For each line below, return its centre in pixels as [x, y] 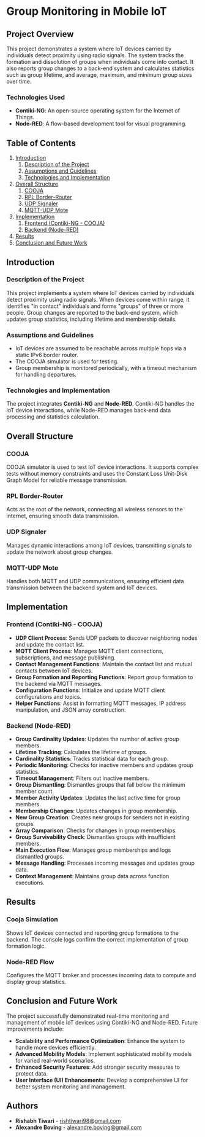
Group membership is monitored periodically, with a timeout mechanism [106, 368]
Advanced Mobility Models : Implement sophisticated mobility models [103, 1054]
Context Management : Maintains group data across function [92, 876]
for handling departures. [46, 375]
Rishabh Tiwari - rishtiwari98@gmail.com [68, 1120]
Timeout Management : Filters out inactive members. [82, 778]
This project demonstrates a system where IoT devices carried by [89, 49]
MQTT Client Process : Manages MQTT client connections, [89, 651]
